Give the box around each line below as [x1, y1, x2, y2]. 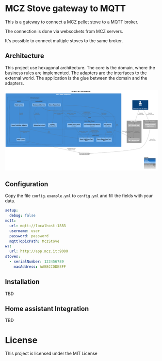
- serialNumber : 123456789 [9, 259, 64, 264]
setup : [5, 208, 18, 213]
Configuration [5, 180, 49, 188]
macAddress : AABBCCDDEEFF [14, 264, 66, 269]
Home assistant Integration [5, 305, 89, 313]
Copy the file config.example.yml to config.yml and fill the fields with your [5, 193, 153, 199]
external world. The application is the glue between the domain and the [5, 75, 147, 81]
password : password [9, 233, 49, 238]
